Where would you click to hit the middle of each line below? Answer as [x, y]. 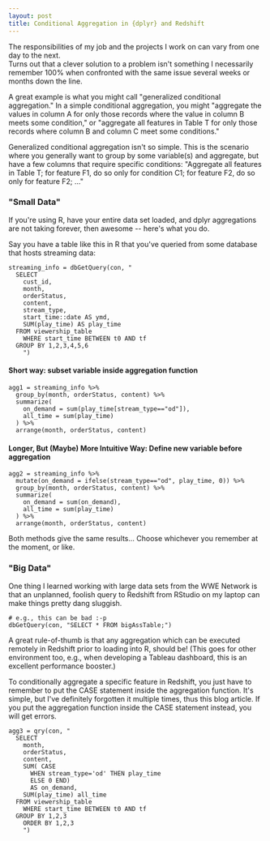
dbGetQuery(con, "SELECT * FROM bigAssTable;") [90, 625]
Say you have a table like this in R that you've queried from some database [133, 244]
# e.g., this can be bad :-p [58, 618]
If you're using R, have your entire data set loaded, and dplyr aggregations [133, 220]
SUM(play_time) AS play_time [72, 324]
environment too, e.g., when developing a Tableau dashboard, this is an [128, 657]
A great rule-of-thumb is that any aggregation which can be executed [124, 640]
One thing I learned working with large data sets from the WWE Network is [133, 586]
